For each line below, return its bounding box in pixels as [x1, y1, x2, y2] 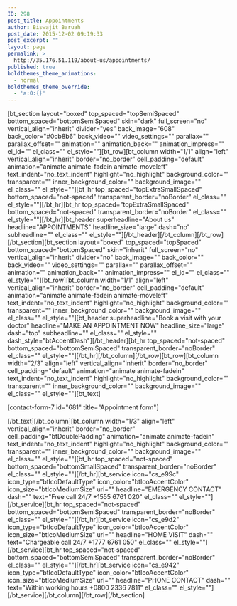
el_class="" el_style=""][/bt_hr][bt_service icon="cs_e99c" [7, 470, 180, 479]
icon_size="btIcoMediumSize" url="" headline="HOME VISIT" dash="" [7, 531, 214, 539]
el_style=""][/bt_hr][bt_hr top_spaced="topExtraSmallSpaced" [7, 200, 189, 209]
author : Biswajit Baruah [7, 23, 81, 31]
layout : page [7, 43, 46, 51]
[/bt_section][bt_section [7, 238, 77, 246]
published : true [7, 63, 55, 70]
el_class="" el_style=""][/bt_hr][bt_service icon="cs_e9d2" [7, 516, 180, 524]
